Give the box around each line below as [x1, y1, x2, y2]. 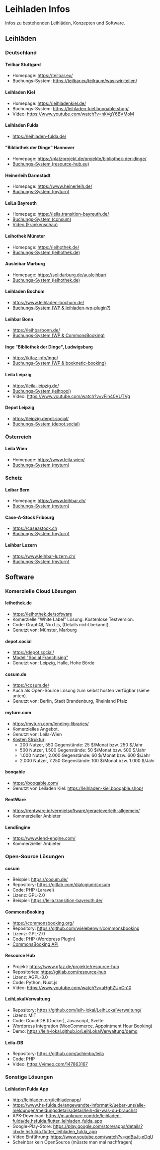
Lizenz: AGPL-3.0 [12, 974, 48, 980]
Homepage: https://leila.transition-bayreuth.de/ [12, 211, 109, 217]
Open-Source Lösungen [5, 853, 65, 860]
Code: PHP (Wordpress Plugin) [12, 936, 76, 942]
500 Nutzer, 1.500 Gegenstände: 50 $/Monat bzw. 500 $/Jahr [19, 747, 146, 753]
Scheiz [5, 474, 22, 481]
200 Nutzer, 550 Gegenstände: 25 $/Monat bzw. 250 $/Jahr [19, 741, 143, 747]
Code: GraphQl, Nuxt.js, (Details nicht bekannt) [12, 622, 109, 628]
